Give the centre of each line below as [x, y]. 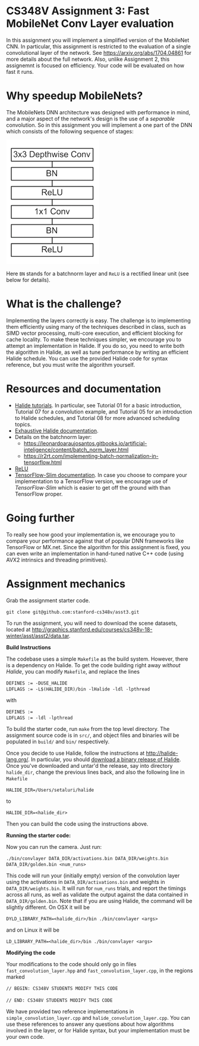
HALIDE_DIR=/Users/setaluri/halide [50, 790]
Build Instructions [29, 647]
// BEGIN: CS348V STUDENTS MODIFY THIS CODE [62, 988]
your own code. [25, 1036]
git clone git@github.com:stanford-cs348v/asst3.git [73, 612]
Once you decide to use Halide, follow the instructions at [75, 753]
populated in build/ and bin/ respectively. [58, 741]
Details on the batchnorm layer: [53, 437]
